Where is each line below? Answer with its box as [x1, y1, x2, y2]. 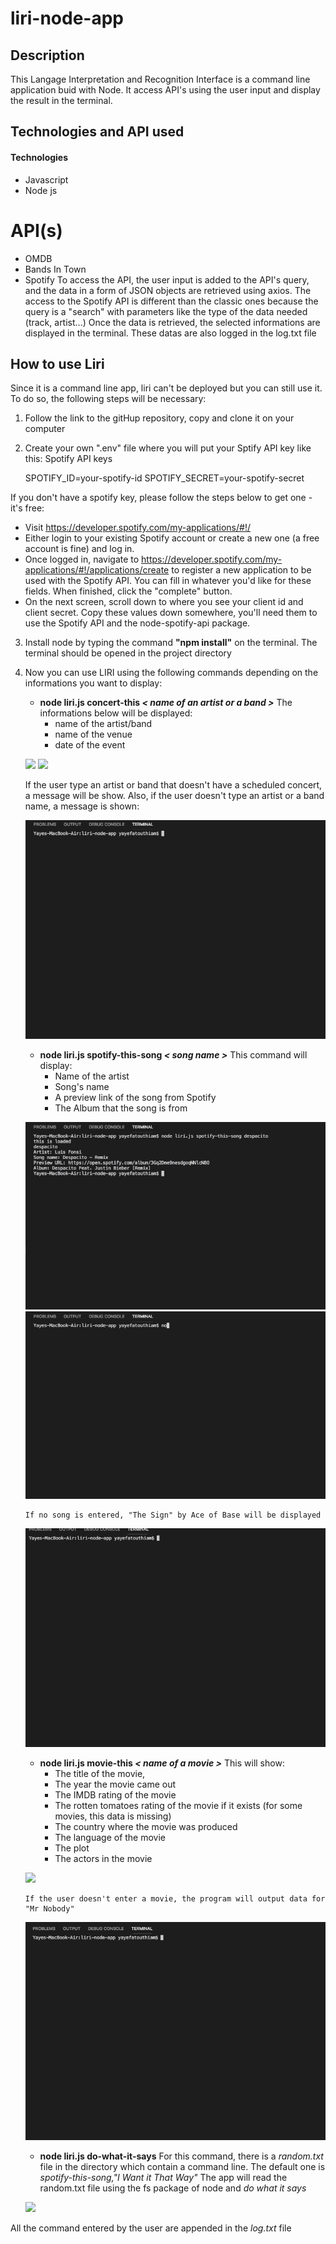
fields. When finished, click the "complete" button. [24, 585, 233, 597]
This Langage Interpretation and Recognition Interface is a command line [10, 73, 311, 85]
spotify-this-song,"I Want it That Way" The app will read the [39, 2172, 288, 2184]
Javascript [24, 173, 69, 186]
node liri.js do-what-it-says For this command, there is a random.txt [39, 2150, 324, 2162]
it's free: [10, 502, 45, 514]
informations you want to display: [24, 677, 163, 689]
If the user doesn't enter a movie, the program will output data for [24, 1893, 326, 1904]
